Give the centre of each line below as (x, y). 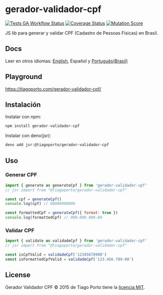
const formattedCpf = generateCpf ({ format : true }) (62, 213)
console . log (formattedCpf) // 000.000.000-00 (54, 217)
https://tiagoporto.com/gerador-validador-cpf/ (53, 89)
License (18, 275)
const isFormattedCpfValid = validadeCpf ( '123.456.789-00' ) (70, 259)
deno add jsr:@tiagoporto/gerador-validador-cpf (57, 145)
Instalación (23, 104)
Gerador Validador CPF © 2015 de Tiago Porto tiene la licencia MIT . (75, 287)
